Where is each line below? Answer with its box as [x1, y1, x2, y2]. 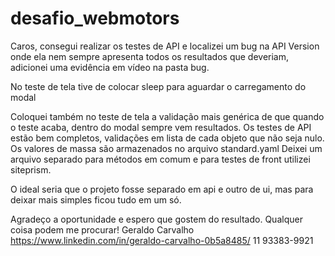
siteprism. [10, 163, 52, 176]
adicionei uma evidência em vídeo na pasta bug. [10, 61, 210, 73]
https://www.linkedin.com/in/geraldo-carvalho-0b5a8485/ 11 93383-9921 [10, 234, 314, 246]
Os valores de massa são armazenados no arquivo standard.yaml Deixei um [10, 142, 323, 154]
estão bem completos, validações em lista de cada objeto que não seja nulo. [10, 132, 325, 144]
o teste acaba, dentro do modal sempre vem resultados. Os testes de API [10, 121, 312, 133]
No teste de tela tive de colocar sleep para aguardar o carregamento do [10, 80, 307, 92]
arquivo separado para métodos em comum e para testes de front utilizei [10, 153, 311, 165]
